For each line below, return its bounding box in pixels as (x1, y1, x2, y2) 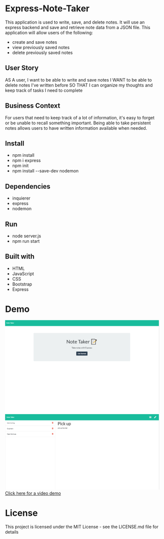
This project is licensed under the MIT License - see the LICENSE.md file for (5, 524, 159, 530)
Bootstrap (12, 281, 32, 287)
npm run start (12, 238, 40, 244)
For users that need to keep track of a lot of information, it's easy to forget (5, 114, 155, 120)
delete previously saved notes (12, 50, 73, 56)
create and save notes (12, 39, 57, 45)
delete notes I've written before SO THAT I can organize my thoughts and (5, 82, 153, 88)
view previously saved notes (12, 44, 70, 50)
